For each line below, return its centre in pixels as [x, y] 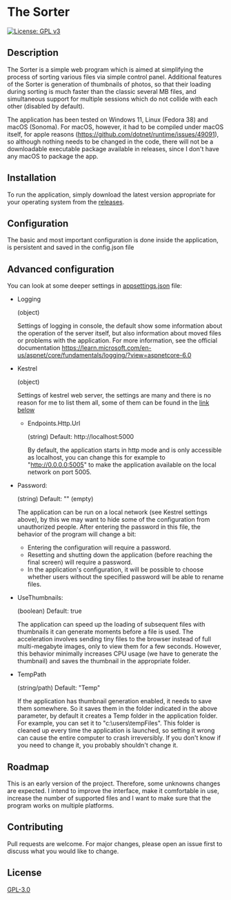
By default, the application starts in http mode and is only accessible [124, 450]
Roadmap [28, 767]
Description [33, 53]
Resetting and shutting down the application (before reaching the [120, 555]
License [24, 873]
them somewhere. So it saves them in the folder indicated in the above [117, 709]
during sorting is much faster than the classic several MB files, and [102, 91]
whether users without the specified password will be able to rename [125, 577]
